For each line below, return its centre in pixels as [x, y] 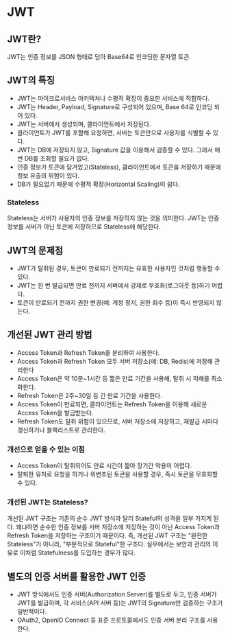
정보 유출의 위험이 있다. [48, 175]
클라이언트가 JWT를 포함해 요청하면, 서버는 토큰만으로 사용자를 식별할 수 [114, 132]
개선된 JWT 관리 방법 [50, 335]
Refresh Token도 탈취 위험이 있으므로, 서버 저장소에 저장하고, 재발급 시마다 [118, 421]
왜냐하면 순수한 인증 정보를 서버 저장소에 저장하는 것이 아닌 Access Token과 [118, 527]
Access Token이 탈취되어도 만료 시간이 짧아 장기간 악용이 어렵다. [104, 466]
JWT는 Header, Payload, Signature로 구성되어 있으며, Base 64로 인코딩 [115, 106]
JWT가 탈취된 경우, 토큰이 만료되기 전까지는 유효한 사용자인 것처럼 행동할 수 [118, 268]
